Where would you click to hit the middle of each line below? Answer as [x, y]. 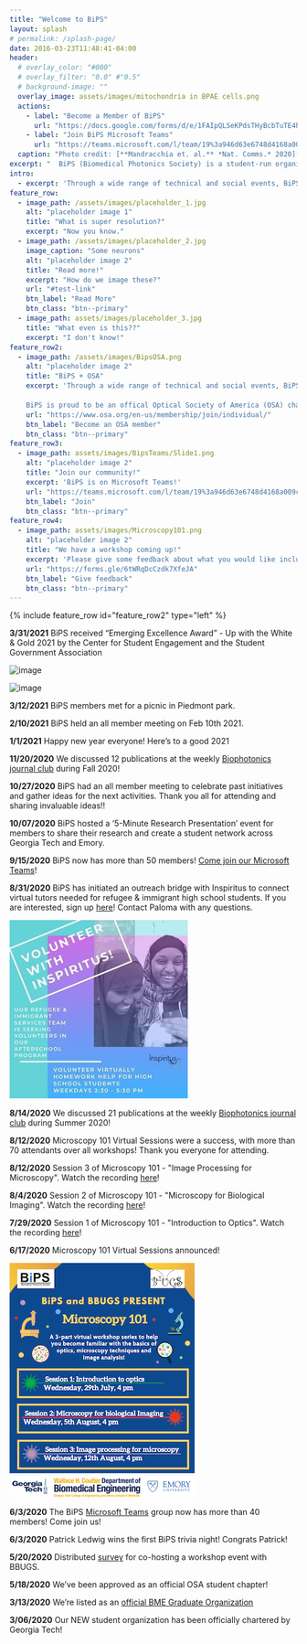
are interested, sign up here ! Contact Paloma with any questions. [131, 907]
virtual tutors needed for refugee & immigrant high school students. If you [148, 898]
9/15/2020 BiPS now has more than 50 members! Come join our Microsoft [149, 860]
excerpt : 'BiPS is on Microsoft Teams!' [104, 482]
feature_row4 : [37, 521]
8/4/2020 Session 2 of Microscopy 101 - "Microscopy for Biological [137, 1196]
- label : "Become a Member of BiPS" [96, 116]
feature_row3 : [37, 443]
